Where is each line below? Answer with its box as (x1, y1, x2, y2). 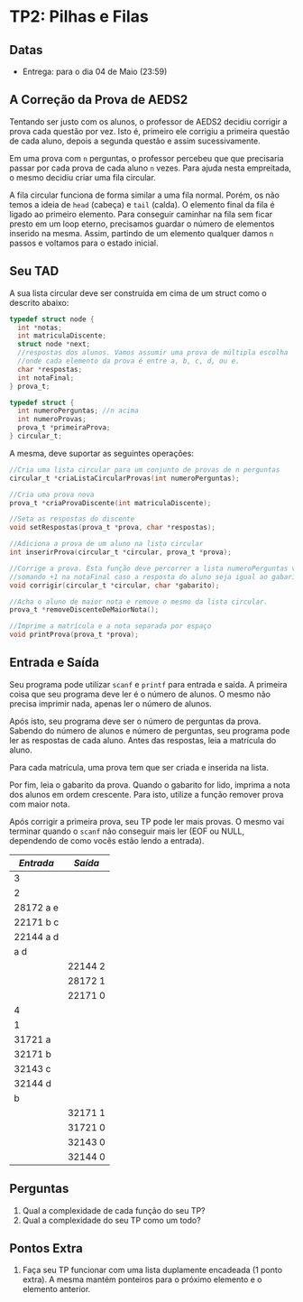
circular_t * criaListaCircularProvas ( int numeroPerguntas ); (9, 474, 241, 483)
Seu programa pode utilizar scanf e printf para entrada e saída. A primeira (9, 679, 288, 689)
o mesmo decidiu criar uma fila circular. (9, 171, 156, 182)
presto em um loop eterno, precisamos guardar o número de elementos (9, 218, 275, 229)
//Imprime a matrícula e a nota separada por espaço (9, 622, 212, 631)
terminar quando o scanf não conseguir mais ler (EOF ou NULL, (9, 826, 245, 836)
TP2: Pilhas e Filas (9, 6, 149, 27)
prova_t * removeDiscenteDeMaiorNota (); (9, 605, 160, 614)
